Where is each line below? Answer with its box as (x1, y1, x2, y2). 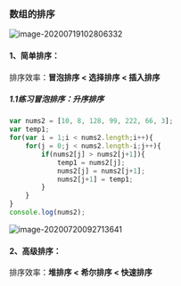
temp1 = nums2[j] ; (56, 158, 126, 167)
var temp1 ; (9, 125, 50, 135)
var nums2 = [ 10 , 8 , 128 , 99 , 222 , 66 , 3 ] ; (9, 117, 174, 126)
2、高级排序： (9, 245, 62, 256)
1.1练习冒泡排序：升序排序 (9, 94, 104, 104)
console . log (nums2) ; (9, 208, 86, 217)
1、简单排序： (9, 50, 61, 61)
